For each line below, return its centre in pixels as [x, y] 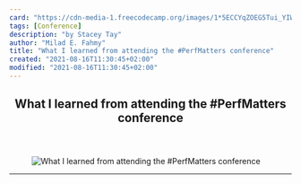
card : [19, 18]
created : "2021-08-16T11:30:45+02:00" [82, 59]
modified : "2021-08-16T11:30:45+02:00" [84, 68]
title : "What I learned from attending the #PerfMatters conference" [142, 51]
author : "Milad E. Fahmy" [57, 43]
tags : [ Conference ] [46, 26]
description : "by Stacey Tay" [66, 34]
